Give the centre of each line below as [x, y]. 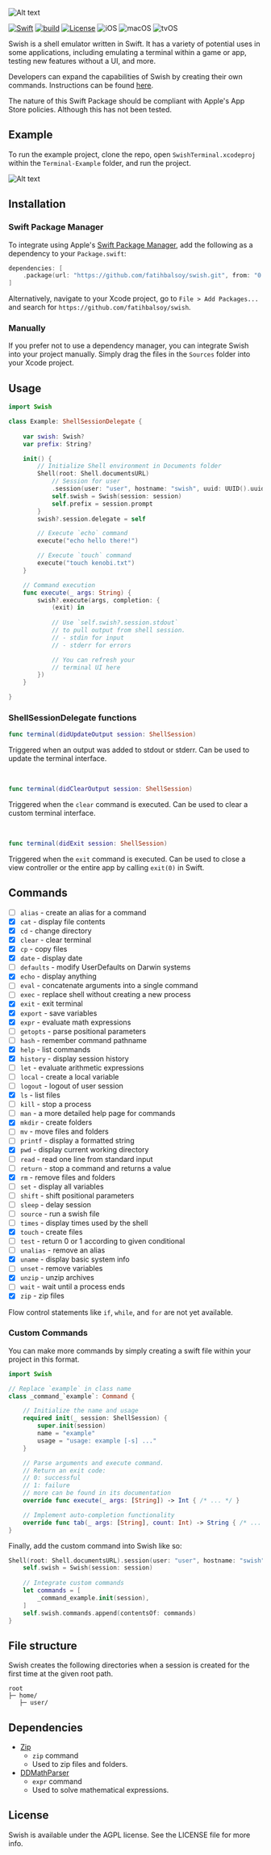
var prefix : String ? [57, 444]
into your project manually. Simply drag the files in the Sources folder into [129, 354]
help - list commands [55, 1049]
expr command [57, 1781]
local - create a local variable [69, 1076]
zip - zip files [42, 1296]
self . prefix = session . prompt [102, 504]
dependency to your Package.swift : [67, 253]
